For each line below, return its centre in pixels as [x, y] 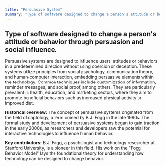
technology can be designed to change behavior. [55, 159]
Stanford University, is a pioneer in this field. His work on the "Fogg [73, 148]
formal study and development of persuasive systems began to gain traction [82, 123]
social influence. [31, 49]
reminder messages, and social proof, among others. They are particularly [80, 87]
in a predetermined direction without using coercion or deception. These [79, 66]
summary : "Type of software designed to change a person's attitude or [80, 14]
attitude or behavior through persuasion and [74, 41]
